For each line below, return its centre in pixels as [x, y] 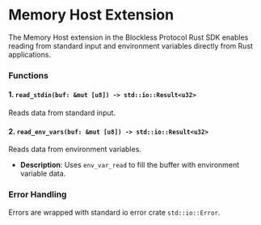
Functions [28, 75]
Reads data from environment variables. [75, 149]
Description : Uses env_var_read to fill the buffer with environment [130, 165]
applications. [29, 54]
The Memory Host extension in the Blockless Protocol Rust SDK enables [128, 37]
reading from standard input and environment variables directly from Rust [130, 45]
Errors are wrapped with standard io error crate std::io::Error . [114, 212]
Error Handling [38, 194]
